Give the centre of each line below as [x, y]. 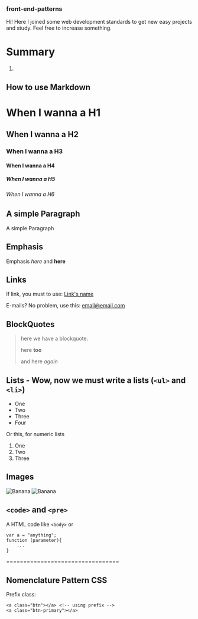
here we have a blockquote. [54, 339]
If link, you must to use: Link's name [50, 294]
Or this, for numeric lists [35, 434]
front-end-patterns [34, 9]
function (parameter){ [34, 540]
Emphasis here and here [36, 261]
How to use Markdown [48, 87]
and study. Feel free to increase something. [59, 28]
